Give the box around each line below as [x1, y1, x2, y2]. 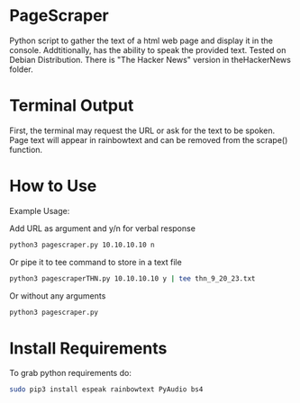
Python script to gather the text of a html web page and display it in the [9, 35, 273, 46]
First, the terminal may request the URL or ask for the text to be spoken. [9, 125, 276, 136]
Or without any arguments [9, 290, 106, 301]
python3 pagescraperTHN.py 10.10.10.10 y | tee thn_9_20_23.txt [9, 273, 256, 283]
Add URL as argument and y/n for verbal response [9, 222, 196, 234]
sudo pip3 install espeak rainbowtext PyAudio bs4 [9, 385, 204, 394]
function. [9, 144, 43, 155]
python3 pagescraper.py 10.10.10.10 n [9, 240, 155, 249]
